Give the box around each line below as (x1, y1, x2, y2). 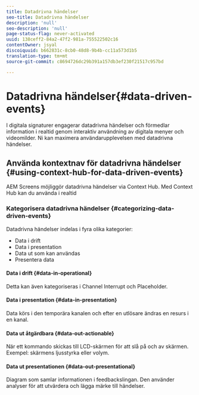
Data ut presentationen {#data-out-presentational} (6, 363, 136, 370)
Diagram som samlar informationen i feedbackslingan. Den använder (6, 376, 175, 383)
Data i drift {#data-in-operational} (6, 269, 92, 277)
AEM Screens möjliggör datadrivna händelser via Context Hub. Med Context (6, 183, 193, 191)
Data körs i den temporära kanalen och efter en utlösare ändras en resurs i (6, 309, 189, 316)
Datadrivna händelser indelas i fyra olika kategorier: (6, 225, 133, 232)
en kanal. (6, 316, 29, 323)
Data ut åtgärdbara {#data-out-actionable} (6, 329, 114, 337)
